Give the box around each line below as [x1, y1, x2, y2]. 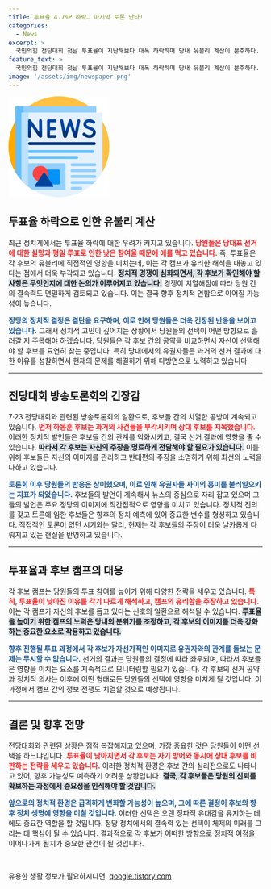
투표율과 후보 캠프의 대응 [8, 563, 123, 577]
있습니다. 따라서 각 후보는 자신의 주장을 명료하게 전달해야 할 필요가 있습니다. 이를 [8, 442, 260, 452]
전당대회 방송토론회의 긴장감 [8, 389, 141, 403]
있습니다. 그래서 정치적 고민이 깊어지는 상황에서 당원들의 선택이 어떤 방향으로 [8, 325, 250, 335]
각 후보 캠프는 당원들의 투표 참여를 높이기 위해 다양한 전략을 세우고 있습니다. [8, 586, 248, 596]
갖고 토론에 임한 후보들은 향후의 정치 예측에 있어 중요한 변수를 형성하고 [16, 510, 239, 520]
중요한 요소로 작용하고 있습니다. [23, 627, 123, 636]
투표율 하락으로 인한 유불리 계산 [8, 215, 156, 229]
